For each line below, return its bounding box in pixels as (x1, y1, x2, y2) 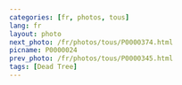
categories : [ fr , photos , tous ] (9, 12, 129, 22)
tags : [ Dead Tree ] (9, 63, 78, 72)
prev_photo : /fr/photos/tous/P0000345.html (9, 54, 174, 63)
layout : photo (9, 29, 62, 38)
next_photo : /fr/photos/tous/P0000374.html (9, 37, 174, 47)
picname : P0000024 (9, 46, 78, 55)
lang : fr (9, 21, 42, 30)
